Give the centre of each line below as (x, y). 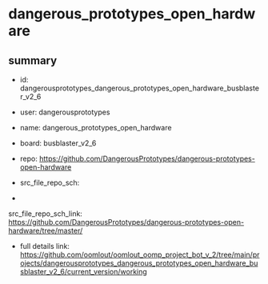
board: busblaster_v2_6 (58, 143)
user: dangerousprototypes (65, 112)
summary (33, 60)
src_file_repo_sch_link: (45, 214)
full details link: (45, 246)
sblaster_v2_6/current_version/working (84, 272)
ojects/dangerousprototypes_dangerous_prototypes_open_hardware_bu (139, 263)
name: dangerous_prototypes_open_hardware (96, 128)
